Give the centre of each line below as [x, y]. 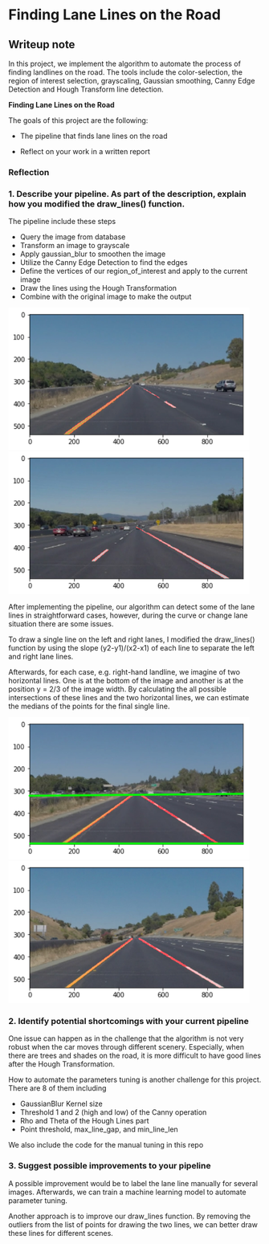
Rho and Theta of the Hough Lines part [85, 1121]
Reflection [29, 172]
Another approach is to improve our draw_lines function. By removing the [130, 1216]
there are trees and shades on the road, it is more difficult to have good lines [135, 1056]
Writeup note [42, 45]
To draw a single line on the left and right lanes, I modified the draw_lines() [132, 639]
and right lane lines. [41, 656]
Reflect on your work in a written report [85, 151]
